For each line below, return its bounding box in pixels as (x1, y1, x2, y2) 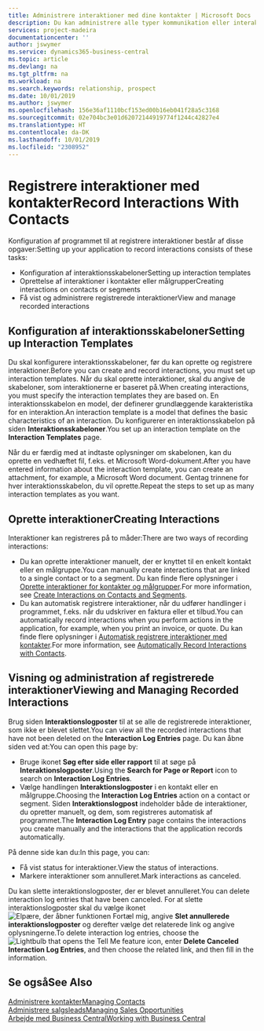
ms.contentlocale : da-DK (8, 128, 90, 136)
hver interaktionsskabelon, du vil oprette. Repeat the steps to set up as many (8, 481, 255, 491)
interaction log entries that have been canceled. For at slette (8, 894, 203, 904)
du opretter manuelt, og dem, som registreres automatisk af (19, 807, 214, 816)
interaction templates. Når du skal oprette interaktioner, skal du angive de (8, 374, 246, 383)
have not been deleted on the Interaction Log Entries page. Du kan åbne (8, 733, 244, 743)
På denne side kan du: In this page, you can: (8, 847, 150, 857)
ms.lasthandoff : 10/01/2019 (8, 135, 101, 144)
